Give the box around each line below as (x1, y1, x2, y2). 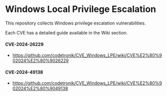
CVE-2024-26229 (5, 41, 44, 47)
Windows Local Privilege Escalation (5, 3, 156, 15)
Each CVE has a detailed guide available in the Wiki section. (5, 29, 128, 35)
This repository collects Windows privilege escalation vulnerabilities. (5, 20, 146, 26)
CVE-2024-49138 (5, 69, 43, 75)
